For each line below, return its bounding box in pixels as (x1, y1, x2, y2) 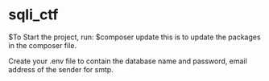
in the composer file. (8, 40, 77, 50)
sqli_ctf (8, 6, 59, 24)
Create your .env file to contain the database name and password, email (8, 56, 247, 66)
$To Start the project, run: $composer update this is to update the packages (8, 32, 261, 42)
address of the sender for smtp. (8, 64, 114, 74)
